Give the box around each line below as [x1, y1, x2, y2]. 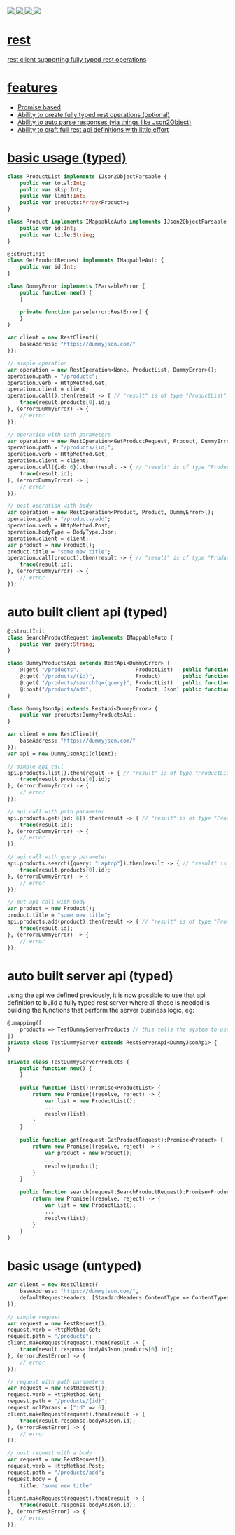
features [7, 80, 58, 96]
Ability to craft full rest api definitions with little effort [17, 125, 169, 133]
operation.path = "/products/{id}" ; [7, 444, 114, 452]
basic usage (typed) [7, 150, 127, 166]
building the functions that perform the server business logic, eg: [7, 1006, 194, 1015]
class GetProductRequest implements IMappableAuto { [7, 257, 164, 264]
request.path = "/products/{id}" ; [7, 1398, 108, 1405]
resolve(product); [44, 1163, 99, 1170]
